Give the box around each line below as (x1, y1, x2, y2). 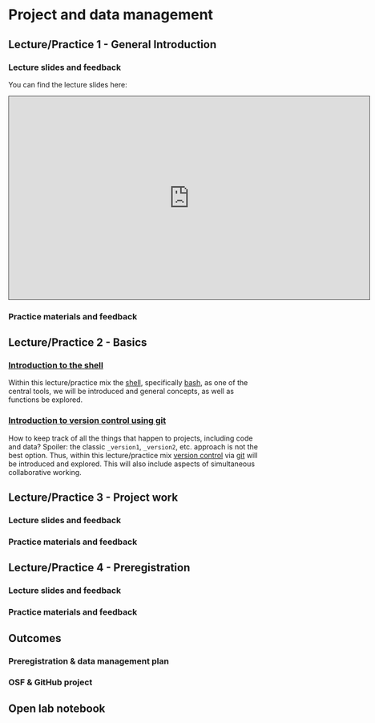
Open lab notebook (8, 701, 106, 715)
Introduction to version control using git (8, 415, 167, 426)
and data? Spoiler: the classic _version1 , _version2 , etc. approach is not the (8, 441, 259, 451)
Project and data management (8, 6, 214, 24)
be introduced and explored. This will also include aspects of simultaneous (8, 459, 255, 469)
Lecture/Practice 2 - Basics (8, 335, 147, 350)
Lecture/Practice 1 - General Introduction (8, 38, 217, 51)
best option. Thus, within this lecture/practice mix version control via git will (8, 450, 258, 460)
